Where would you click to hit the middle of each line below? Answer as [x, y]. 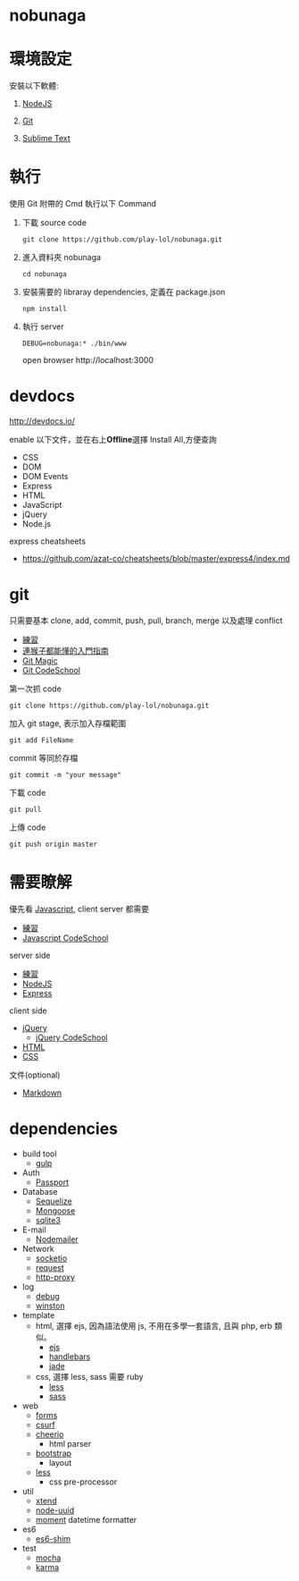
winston [50, 1306]
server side [30, 955]
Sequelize [54, 1201]
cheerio [50, 1434]
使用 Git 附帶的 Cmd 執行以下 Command [83, 204]
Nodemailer [57, 1239]
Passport [52, 1182]
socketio [51, 1258]
